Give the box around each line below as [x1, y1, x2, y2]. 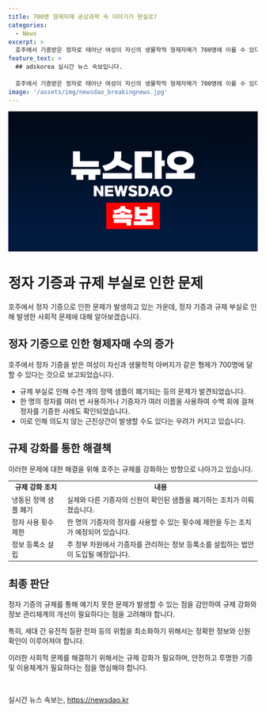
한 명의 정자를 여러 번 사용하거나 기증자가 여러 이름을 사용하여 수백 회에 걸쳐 [19, 396, 255, 405]
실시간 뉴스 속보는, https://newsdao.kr [8, 695, 129, 705]
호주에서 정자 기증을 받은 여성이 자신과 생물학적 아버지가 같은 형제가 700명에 [8, 360, 245, 369]
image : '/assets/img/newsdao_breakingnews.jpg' [8, 88, 169, 96]
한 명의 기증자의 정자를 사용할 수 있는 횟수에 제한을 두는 [66, 517, 237, 527]
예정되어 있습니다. [74, 527, 131, 536]
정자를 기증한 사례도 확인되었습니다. [19, 406, 131, 416]
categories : [8, 21, 47, 29]
